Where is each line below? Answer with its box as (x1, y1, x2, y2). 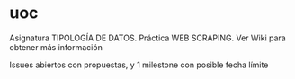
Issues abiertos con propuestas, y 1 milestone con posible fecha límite (9, 59, 269, 70)
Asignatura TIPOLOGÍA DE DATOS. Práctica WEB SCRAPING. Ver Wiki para (9, 32, 286, 43)
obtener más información (9, 41, 103, 52)
